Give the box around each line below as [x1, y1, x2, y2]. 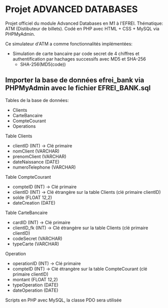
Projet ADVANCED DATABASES [5, 4, 138, 15]
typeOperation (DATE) [12, 282, 59, 288]
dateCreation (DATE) [12, 199, 55, 206]
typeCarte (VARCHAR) [12, 241, 60, 247]
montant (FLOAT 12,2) [12, 276, 58, 282]
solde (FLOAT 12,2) [12, 194, 52, 200]
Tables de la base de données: [5, 97, 69, 103]
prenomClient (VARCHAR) [12, 153, 67, 160]
